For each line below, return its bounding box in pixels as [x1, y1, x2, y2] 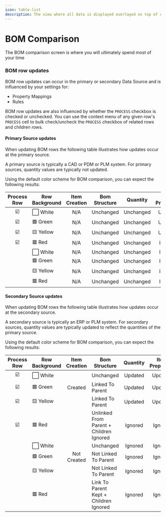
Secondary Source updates [5, 293, 63, 299]
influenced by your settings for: [5, 84, 69, 90]
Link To [91, 479, 109, 486]
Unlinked [91, 409, 113, 416]
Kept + [91, 491, 107, 498]
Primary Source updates [5, 135, 56, 141]
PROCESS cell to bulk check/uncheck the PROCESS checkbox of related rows [5, 118, 154, 124]
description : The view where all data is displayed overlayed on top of [5, 12, 158, 17]
